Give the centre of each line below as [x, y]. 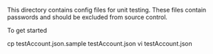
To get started [27, 30]
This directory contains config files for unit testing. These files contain [107, 10]
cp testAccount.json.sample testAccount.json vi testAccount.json [100, 43]
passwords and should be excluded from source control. [87, 17]
